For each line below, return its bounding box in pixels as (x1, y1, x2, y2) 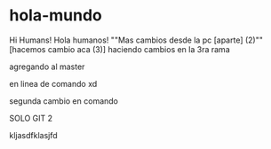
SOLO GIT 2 (9, 113, 53, 123)
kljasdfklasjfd (9, 129, 58, 140)
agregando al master (9, 61, 85, 72)
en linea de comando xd (9, 78, 98, 89)
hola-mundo (9, 5, 102, 26)
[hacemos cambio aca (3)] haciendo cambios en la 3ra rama (9, 43, 230, 54)
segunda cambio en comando (9, 95, 118, 106)
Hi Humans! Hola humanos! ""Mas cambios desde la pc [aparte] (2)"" (9, 35, 264, 45)
